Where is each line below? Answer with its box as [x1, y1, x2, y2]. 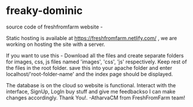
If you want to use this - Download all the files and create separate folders [6, 52, 184, 59]
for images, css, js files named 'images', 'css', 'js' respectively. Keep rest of [6, 58, 187, 65]
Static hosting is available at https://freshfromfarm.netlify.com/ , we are [6, 34, 177, 41]
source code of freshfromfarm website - [6, 23, 103, 30]
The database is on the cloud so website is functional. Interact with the [6, 81, 176, 88]
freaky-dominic [6, 4, 83, 17]
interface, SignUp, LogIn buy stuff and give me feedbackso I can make [6, 88, 176, 95]
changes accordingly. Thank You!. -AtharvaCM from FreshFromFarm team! [6, 94, 185, 101]
